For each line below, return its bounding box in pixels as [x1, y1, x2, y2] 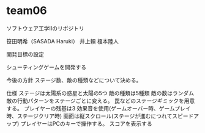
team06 [6, 4, 47, 18]
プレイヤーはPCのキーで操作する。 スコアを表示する [20, 120, 152, 127]
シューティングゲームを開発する [6, 63, 87, 71]
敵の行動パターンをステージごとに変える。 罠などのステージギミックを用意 [6, 97, 195, 104]
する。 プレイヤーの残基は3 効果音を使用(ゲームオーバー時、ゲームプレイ [6, 104, 191, 112]
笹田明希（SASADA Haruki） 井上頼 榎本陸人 [6, 37, 119, 45]
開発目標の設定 [6, 50, 44, 58]
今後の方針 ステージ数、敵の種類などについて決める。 [6, 76, 142, 84]
